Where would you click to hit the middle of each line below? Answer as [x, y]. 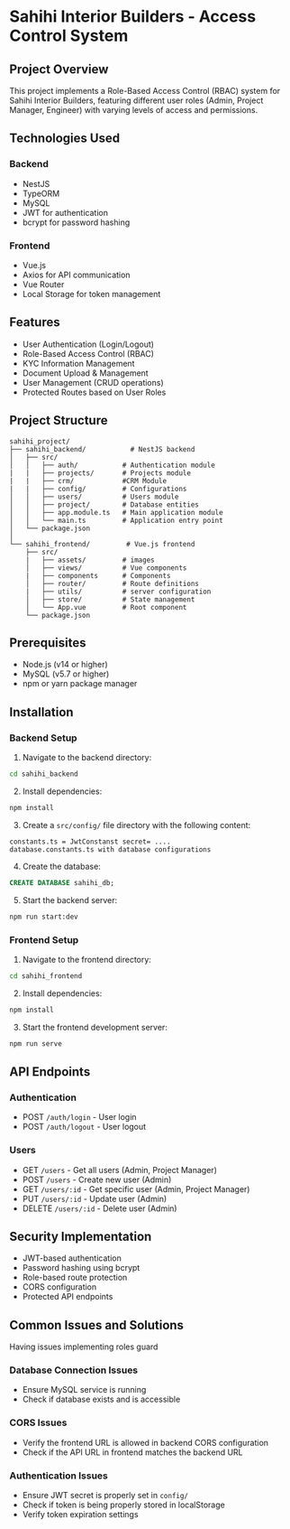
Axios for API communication [76, 275]
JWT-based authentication [72, 1258]
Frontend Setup [44, 939]
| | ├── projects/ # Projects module [100, 473]
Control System [69, 36]
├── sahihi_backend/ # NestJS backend [102, 449]
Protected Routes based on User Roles [94, 392]
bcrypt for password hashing [76, 222]
